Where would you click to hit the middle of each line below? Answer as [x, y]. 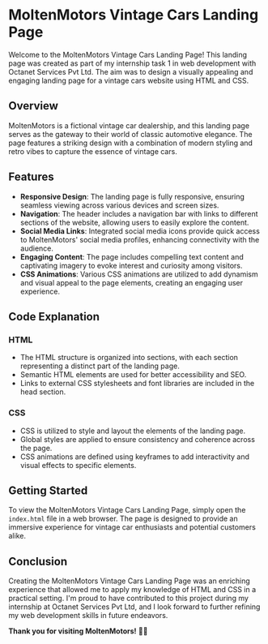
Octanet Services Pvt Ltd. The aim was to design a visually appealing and [131, 71]
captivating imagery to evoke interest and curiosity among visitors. [131, 265]
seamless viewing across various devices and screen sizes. [119, 205]
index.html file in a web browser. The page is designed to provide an [123, 519]
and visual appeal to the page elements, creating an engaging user [132, 282]
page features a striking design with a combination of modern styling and [131, 143]
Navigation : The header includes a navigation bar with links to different [139, 213]
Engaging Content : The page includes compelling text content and [132, 256]
